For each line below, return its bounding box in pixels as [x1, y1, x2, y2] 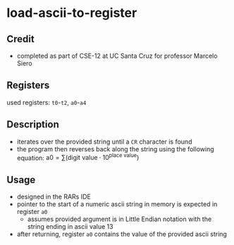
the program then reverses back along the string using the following [16, 144, 214, 153]
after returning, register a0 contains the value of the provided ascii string [16, 230, 227, 239]
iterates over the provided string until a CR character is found [16, 137, 192, 146]
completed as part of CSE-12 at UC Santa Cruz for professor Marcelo [16, 51, 218, 60]
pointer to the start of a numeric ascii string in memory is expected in [16, 200, 218, 208]
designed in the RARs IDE [16, 192, 91, 201]
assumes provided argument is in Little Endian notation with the [27, 215, 212, 223]
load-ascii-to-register [6, 5, 137, 21]
